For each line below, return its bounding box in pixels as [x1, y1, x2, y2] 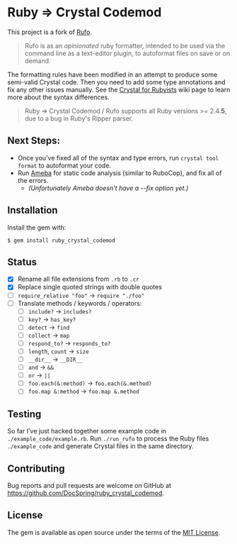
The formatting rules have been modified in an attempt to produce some [7, 70, 218, 79]
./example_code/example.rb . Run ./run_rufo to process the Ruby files [7, 434, 209, 443]
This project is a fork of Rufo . [7, 28, 92, 36]
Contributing [7, 462, 65, 474]
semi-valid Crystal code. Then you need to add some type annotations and [7, 77, 226, 86]
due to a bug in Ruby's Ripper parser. [24, 114, 134, 123]
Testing [7, 408, 42, 420]
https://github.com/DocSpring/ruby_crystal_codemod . [7, 489, 165, 497]
